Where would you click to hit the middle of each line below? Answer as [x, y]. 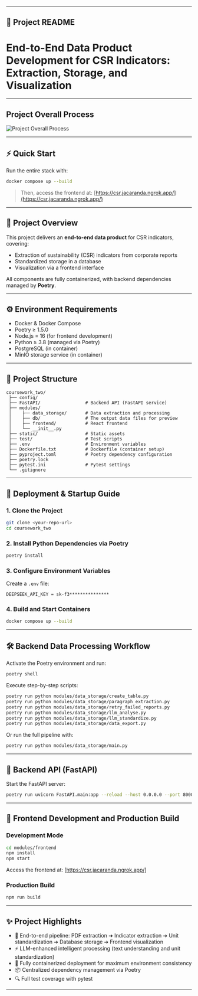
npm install [21, 853]
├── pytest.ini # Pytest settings [70, 465]
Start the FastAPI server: [36, 783]
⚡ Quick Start [31, 153]
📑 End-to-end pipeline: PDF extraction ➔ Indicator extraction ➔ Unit [97, 936]
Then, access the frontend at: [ [58, 192]
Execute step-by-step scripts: [42, 685]
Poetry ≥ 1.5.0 [32, 330]
